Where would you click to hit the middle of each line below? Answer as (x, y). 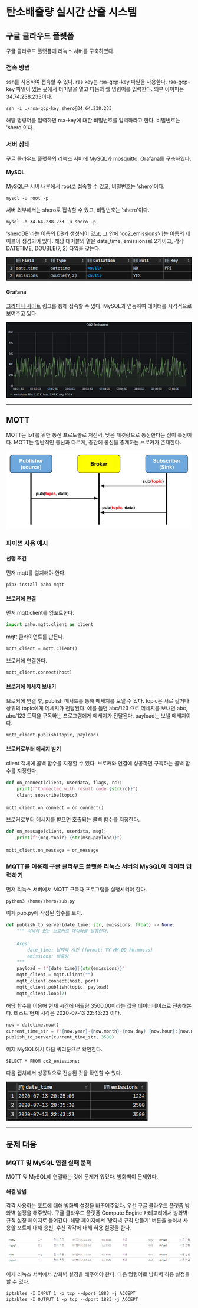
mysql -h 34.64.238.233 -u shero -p (51, 222)
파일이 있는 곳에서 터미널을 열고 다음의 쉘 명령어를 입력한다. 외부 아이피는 (100, 89)
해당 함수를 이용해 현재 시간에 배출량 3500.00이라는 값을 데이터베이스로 (89, 1005)
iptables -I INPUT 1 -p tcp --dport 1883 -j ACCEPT (71, 1294)
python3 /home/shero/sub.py (41, 901)
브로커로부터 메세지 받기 (34, 749)
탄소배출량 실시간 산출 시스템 (72, 12)
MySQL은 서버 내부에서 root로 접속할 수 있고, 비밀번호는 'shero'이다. (85, 186)
